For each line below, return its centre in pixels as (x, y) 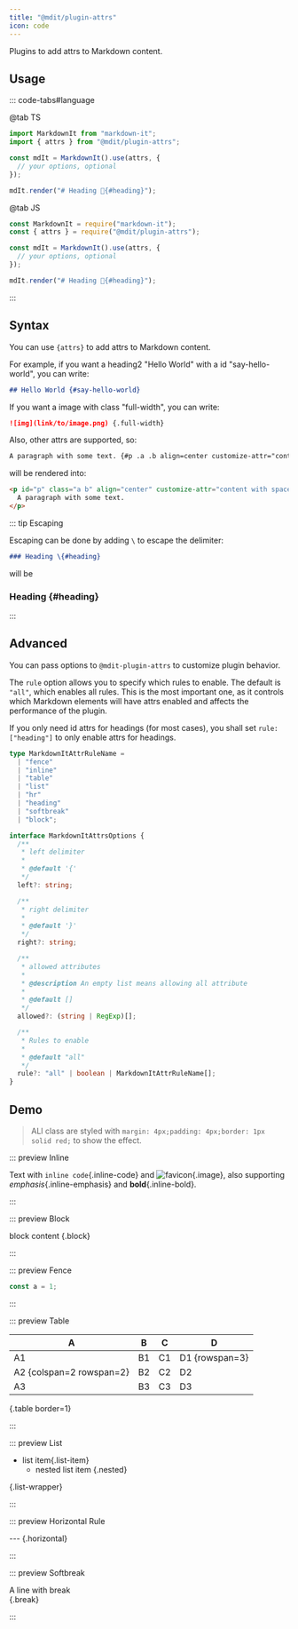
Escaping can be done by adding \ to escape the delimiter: (117, 540)
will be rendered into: (48, 473)
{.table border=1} (40, 1408)
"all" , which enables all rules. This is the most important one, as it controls (146, 691)
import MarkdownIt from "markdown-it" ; (83, 134)
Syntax (29, 326)
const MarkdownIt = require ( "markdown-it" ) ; (93, 224)
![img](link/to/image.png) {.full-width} (87, 423)
